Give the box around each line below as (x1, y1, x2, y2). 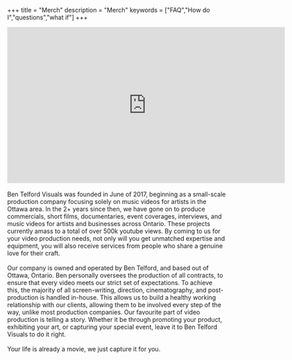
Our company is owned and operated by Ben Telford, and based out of (7, 264, 209, 272)
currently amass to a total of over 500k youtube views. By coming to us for (7, 227, 221, 235)
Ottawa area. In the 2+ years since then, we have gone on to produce (7, 205, 206, 213)
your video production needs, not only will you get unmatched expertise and (7, 234, 225, 242)
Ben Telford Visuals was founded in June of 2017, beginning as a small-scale (7, 190, 226, 198)
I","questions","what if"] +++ (7, 13, 88, 22)
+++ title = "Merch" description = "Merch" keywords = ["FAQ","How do (7, 6, 210, 14)
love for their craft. (7, 249, 60, 257)
